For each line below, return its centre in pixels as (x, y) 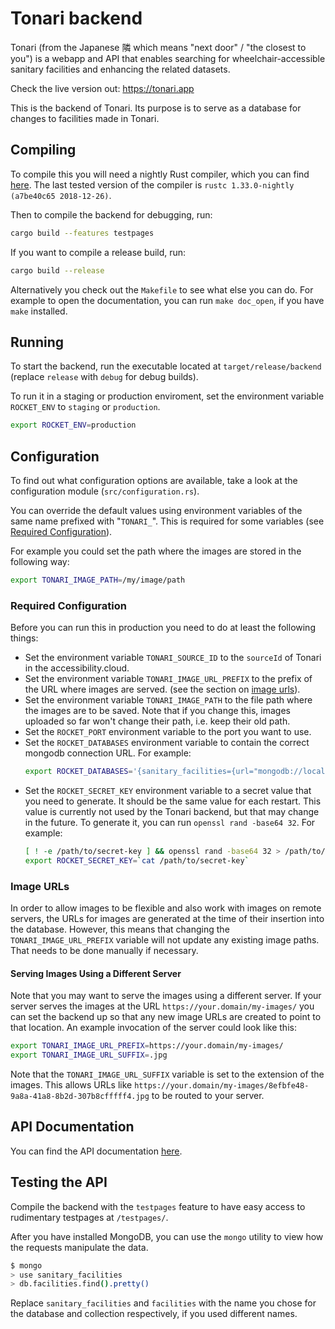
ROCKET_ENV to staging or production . (85, 407)
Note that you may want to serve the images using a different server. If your (166, 996)
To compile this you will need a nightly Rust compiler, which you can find (160, 174)
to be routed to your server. (208, 1096)
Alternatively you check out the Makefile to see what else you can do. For (162, 289)
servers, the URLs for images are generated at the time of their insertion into (167, 919)
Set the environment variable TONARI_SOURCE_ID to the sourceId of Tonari (173, 658)
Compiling (43, 150)
